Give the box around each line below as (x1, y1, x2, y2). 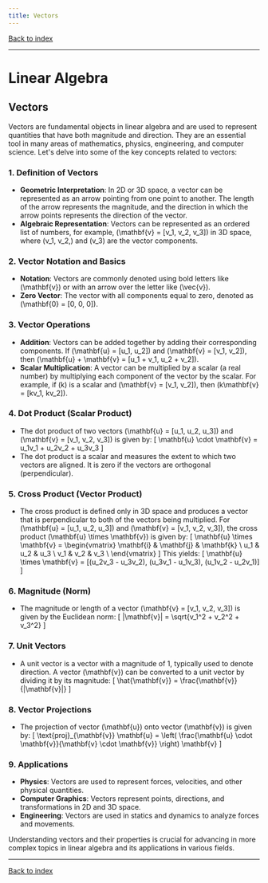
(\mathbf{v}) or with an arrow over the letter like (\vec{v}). (19, 282, 211, 292)
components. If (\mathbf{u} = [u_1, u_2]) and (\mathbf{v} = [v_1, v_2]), (19, 346, 247, 355)
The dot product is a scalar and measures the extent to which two (19, 451, 237, 461)
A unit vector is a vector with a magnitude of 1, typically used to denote (19, 658, 254, 668)
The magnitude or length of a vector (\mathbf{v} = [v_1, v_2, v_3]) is (19, 603, 241, 614)
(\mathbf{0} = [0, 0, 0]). (19, 300, 98, 309)
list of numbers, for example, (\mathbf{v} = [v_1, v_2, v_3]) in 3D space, (19, 227, 252, 237)
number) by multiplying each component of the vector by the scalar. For (19, 371, 257, 381)
